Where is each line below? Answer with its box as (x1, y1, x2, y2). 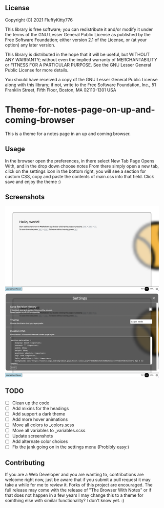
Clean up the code (12, 400, 50, 406)
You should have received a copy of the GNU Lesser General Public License (5, 76, 158, 82)
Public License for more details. (5, 67, 69, 73)
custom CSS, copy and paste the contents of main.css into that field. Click (5, 173, 154, 179)
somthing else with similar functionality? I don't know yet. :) (5, 498, 124, 504)
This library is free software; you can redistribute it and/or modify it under (5, 26, 153, 32)
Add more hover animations (12, 416, 68, 422)
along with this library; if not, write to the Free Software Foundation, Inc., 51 (5, 82, 156, 88)
